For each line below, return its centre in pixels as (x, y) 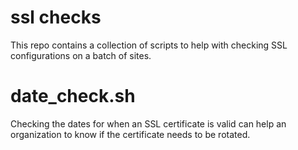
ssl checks (56, 17)
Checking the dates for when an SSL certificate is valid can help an (148, 123)
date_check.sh (73, 96)
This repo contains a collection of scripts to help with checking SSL (149, 45)
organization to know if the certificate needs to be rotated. (130, 134)
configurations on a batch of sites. (81, 55)
